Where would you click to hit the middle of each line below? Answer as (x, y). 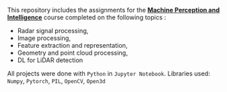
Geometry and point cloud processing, (72, 53)
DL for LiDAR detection (50, 60)
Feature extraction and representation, (72, 45)
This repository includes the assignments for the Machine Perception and (113, 10)
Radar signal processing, (53, 31)
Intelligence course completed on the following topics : (87, 17)
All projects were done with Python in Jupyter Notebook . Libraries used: (109, 73)
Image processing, (44, 38)
